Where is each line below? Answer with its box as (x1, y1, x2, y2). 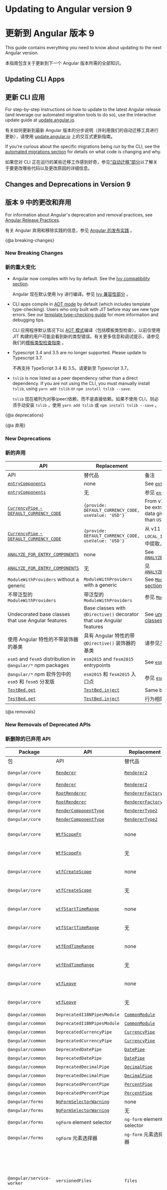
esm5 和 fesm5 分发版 (7, 678, 55, 685)
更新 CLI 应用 (5, 93, 45, 101)
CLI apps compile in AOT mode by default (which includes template (12, 301, 151, 307)
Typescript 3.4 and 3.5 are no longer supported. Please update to (12, 349, 147, 355)
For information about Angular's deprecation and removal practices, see (5, 211, 153, 217)
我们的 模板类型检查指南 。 (12, 339, 66, 345)
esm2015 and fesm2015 (83, 655, 134, 662)
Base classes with (83, 604, 126, 611)
